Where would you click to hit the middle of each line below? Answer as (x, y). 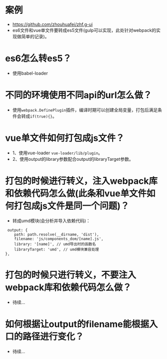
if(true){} (41, 117)
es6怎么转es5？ (38, 59)
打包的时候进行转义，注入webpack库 (82, 181)
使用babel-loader (30, 73)
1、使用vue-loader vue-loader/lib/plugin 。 (58, 153)
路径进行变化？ (53, 336)
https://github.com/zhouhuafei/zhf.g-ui (53, 24)
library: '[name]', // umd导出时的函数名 (55, 244)
